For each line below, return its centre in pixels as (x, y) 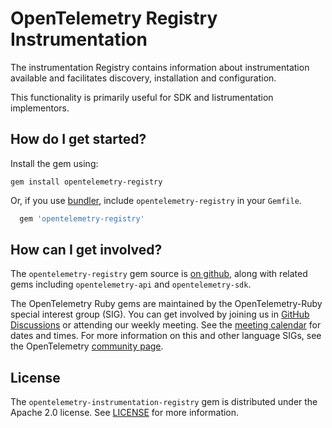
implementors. (40, 108)
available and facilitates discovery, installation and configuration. (143, 78)
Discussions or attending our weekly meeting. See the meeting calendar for (166, 325)
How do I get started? (78, 139)
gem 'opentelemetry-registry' (82, 218)
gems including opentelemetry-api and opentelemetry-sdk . (131, 284)
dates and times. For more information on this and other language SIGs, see (166, 336)
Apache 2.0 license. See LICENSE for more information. (125, 413)
